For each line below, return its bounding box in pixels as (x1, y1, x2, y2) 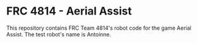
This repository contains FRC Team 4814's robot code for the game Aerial (6, 24, 192, 31)
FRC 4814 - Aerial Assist (6, 4, 132, 18)
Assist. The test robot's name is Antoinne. (6, 30, 112, 38)
